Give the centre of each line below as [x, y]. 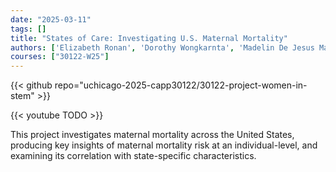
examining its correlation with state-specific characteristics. [133, 156]
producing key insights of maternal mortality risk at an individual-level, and [164, 145]
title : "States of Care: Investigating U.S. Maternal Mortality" [149, 38]
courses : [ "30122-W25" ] [60, 57]
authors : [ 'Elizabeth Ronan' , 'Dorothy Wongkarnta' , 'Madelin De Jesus [162, 47]
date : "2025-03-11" [51, 19]
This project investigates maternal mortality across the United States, [152, 135]
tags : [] [28, 29]
